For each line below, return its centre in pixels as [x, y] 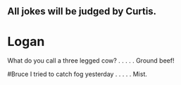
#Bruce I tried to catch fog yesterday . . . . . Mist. [77, 74]
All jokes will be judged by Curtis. [82, 11]
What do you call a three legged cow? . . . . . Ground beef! [91, 61]
